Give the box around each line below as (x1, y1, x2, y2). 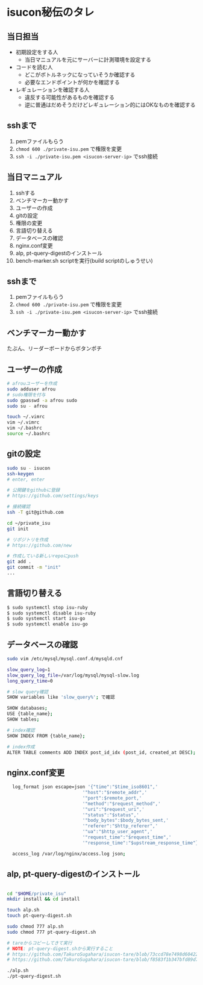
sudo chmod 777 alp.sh (7, 924, 64, 930)
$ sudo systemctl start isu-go (7, 616, 86, 622)
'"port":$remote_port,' (82, 795, 142, 801)
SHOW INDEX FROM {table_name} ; (7, 733, 86, 739)
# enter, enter (7, 477, 45, 483)
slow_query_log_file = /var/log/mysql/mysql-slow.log (7, 672, 139, 678)
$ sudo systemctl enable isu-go (7, 621, 88, 627)
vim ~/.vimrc (7, 419, 40, 425)
